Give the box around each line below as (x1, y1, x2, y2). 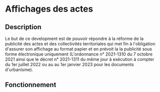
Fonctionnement (5, 81, 57, 89)
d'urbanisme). (5, 67, 33, 73)
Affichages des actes (5, 3, 94, 15)
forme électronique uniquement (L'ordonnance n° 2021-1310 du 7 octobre (5, 51, 153, 57)
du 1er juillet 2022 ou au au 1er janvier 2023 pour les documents (5, 62, 134, 67)
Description (5, 23, 41, 31)
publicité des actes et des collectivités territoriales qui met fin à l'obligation (5, 41, 156, 47)
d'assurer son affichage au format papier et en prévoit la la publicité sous (5, 46, 152, 52)
